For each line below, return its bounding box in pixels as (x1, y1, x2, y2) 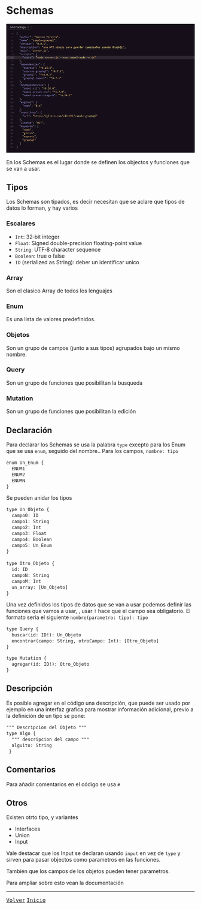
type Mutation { (6, 655, 47, 661)
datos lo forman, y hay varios (6, 204, 78, 212)
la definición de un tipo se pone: (6, 712, 86, 719)
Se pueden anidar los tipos (6, 494, 72, 501)
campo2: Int (11, 524, 42, 530)
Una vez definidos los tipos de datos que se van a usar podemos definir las (6, 600, 191, 608)
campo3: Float (11, 530, 47, 536)
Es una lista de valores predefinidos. (6, 316, 96, 323)
